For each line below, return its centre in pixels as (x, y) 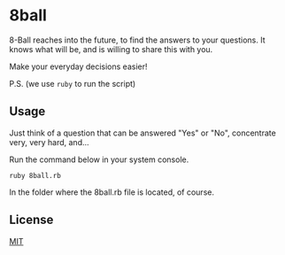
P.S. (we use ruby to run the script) (73, 83)
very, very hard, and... (50, 142)
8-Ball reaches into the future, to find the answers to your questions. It (137, 40)
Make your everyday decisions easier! (78, 66)
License (31, 220)
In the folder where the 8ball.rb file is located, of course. (112, 192)
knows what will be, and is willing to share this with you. (111, 49)
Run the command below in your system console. (99, 159)
